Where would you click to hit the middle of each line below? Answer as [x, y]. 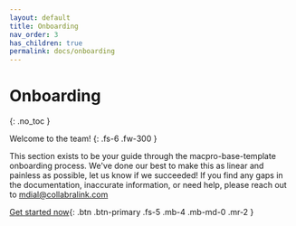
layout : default [40, 18]
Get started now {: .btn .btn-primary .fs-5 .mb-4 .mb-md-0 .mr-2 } [132, 212]
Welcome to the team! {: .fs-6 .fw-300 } [83, 139]
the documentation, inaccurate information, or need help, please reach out [148, 185]
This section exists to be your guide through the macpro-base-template [143, 156]
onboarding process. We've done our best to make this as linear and [137, 166]
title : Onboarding [44, 26]
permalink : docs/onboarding [62, 52]
